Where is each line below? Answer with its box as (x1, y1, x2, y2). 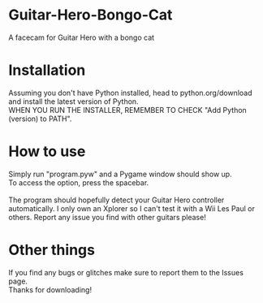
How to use (8, 142, 86, 161)
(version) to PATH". (8, 114, 72, 123)
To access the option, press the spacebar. (8, 177, 149, 188)
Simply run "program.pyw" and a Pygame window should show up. (8, 169, 233, 179)
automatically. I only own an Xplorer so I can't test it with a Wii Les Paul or (8, 203, 256, 213)
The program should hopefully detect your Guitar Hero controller (8, 195, 225, 205)
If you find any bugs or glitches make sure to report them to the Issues (8, 267, 244, 277)
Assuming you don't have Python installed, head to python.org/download (8, 88, 252, 97)
